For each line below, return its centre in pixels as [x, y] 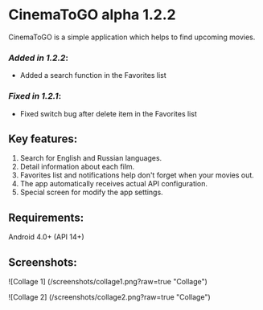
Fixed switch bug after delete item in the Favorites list [108, 113]
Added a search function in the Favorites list [93, 75]
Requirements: [46, 217]
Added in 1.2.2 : [38, 58]
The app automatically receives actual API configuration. [113, 184]
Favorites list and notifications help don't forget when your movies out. [137, 175]
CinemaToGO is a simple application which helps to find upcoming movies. [132, 37]
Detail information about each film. [77, 167]
